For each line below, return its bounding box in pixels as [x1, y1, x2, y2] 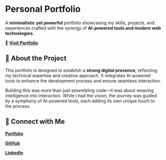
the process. [5, 103, 31, 109]
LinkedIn [5, 150, 24, 156]
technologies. [5, 30, 35, 36]
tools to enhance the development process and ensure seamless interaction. [5, 78, 162, 83]
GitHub [5, 140, 20, 146]
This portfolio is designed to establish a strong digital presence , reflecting [5, 67, 158, 73]
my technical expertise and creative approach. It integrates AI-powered [5, 73, 151, 79]
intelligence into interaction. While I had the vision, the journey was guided [5, 92, 157, 98]
